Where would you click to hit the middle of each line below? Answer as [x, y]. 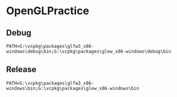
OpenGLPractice [48, 11]
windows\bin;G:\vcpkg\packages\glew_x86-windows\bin [73, 88]
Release [21, 69]
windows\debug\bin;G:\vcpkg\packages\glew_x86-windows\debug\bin [88, 51]
